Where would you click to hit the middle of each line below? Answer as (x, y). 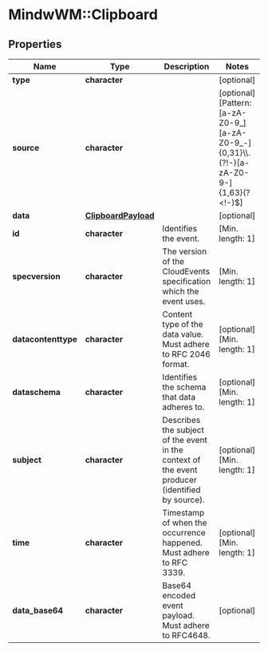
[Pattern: (235, 103)
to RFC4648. (187, 635)
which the (181, 291)
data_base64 (38, 610)
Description (187, 67)
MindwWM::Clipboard (83, 15)
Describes (181, 420)
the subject (183, 430)
